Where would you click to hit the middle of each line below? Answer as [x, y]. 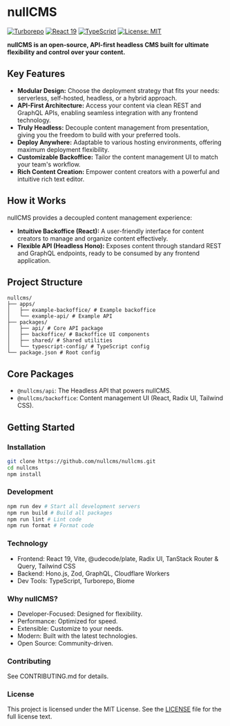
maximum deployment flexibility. [63, 149]
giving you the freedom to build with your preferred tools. [99, 135]
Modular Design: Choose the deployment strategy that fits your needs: [118, 90]
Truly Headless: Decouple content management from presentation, [113, 127]
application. [34, 260]
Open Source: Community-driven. [65, 643]
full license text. [30, 717]
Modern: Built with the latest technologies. [77, 636]
